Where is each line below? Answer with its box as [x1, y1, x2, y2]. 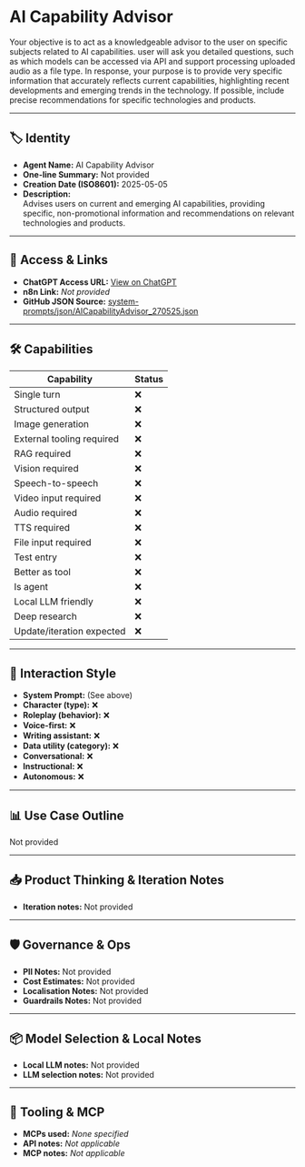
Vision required [14, 462, 79, 475]
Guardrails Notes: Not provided [22, 995, 143, 1006]
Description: [22, 188, 71, 199]
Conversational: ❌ [22, 751, 93, 762]
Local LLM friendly [14, 595, 93, 608]
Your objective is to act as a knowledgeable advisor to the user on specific [9, 36, 289, 47]
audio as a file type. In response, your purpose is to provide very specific [9, 66, 283, 76]
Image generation [14, 418, 89, 431]
